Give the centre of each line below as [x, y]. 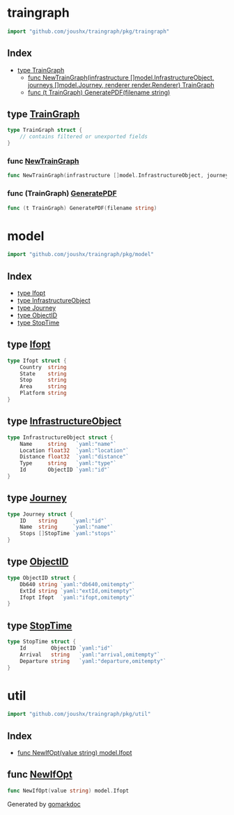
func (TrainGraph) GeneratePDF [62, 193]
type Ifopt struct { [37, 361]
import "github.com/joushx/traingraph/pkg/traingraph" [88, 31]
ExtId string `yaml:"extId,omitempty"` [78, 591]
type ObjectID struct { [42, 578]
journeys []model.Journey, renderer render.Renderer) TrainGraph [121, 84]
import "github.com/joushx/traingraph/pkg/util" [79, 714]
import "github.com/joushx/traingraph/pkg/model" [81, 255]
